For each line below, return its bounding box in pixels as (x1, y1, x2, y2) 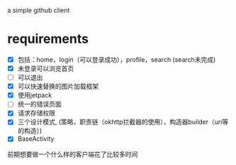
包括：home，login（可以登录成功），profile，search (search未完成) (17, 55, 216, 63)
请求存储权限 (17, 109, 55, 117)
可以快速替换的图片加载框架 (17, 82, 99, 91)
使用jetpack (17, 91, 52, 100)
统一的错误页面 (17, 100, 62, 109)
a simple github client (7, 6, 70, 14)
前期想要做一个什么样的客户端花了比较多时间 (7, 149, 138, 159)
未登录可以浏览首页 (17, 64, 74, 73)
